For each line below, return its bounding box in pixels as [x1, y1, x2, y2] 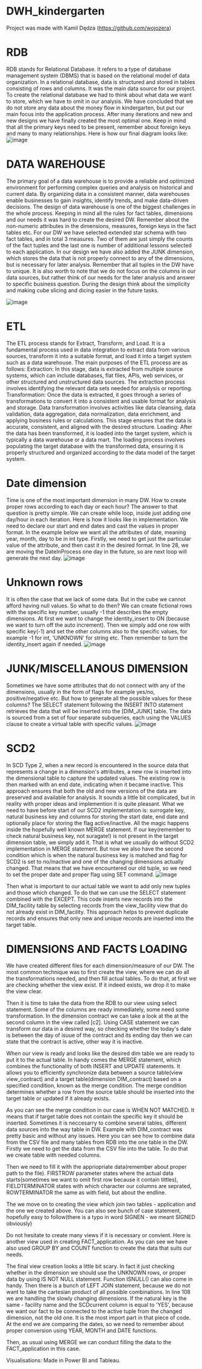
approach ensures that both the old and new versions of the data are [6, 787, 177, 794]
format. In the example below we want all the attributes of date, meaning [6, 528, 186, 536]
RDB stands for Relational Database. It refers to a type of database [6, 65, 172, 73]
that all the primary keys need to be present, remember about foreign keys [6, 123, 191, 131]
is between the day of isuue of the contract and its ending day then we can [6, 1031, 193, 1039]
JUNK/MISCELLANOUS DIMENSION [6, 661, 188, 675]
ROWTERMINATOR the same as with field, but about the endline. [6, 1189, 166, 1196]
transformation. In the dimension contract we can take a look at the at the [6, 1012, 189, 1020]
